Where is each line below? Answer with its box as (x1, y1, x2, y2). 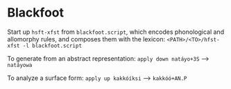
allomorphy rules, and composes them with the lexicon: (7, 34, 166, 43)
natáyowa (7, 61, 33, 68)
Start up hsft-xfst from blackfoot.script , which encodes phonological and (7, 28, 224, 36)
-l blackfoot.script (22, 42, 82, 49)
